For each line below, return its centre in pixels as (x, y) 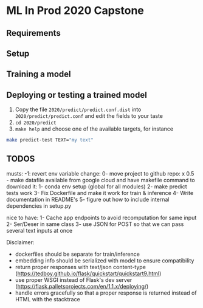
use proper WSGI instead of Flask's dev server (74, 279)
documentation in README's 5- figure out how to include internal (88, 199)
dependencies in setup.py (39, 206)
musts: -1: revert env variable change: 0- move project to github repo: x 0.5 (100, 173)
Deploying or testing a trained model (77, 95)
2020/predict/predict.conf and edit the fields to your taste (89, 116)
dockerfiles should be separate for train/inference (77, 254)
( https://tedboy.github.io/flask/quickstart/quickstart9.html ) (88, 273)
